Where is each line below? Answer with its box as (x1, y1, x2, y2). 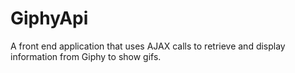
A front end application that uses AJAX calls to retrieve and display (10, 40, 286, 52)
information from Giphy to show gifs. (10, 50, 162, 62)
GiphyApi (10, 7, 89, 30)
